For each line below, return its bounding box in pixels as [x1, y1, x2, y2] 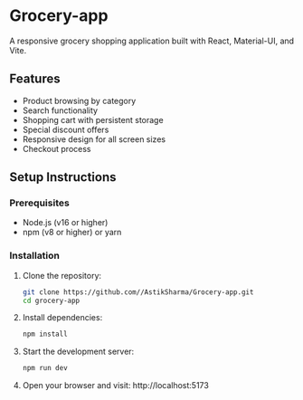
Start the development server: [22, 346, 135, 357]
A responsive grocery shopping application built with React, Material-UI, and [9, 35, 295, 46]
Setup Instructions [9, 169, 117, 186]
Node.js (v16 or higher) [22, 217, 109, 228]
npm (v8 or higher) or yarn [22, 227, 122, 238]
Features [9, 71, 61, 87]
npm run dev [22, 364, 68, 373]
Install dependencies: [22, 312, 103, 323]
